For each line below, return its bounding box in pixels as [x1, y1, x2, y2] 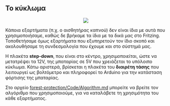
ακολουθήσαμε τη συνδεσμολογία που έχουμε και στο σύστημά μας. [5, 43, 152, 49]
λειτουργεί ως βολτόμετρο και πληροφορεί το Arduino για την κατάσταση [5, 69, 162, 75]
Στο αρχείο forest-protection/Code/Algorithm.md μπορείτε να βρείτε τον [5, 84, 159, 90]
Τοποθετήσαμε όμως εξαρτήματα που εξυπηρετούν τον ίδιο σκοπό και [5, 38, 155, 44]
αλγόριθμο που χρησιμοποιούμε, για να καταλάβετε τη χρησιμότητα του [5, 90, 159, 96]
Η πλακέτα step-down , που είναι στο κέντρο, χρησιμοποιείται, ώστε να [5, 53, 157, 59]
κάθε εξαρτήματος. [5, 95, 47, 101]
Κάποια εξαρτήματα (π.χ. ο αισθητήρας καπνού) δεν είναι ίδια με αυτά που [5, 27, 165, 33]
